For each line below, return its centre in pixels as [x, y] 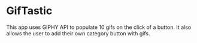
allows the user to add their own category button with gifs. [78, 33]
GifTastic [29, 11]
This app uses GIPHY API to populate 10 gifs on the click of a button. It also [99, 27]
